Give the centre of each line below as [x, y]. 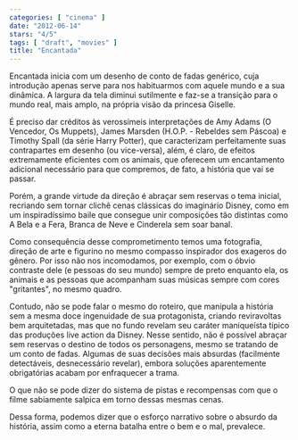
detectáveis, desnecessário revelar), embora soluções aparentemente [138, 363]
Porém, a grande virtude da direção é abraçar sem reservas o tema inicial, [145, 196]
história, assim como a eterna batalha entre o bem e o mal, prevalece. [137, 427]
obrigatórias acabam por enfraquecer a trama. [95, 373]
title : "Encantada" [46, 51]
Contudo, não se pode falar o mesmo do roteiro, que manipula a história [141, 307]
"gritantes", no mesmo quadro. [66, 289]
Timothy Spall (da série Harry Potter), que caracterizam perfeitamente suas [148, 141]
